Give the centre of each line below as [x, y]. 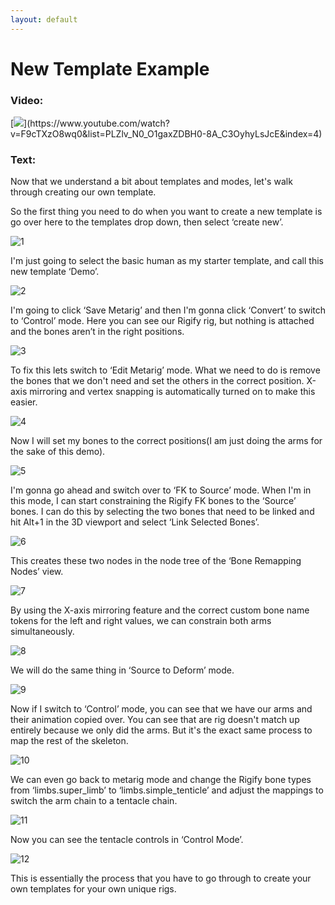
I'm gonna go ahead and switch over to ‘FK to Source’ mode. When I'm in [161, 490]
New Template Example [110, 68]
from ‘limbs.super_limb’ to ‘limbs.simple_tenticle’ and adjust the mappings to [167, 790]
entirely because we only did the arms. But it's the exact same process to [161, 730]
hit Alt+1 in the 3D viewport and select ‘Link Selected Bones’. [135, 522]
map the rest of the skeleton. [69, 741]
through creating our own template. [83, 192]
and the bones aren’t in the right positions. [97, 332]
